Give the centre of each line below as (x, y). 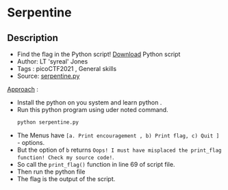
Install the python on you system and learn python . (89, 103)
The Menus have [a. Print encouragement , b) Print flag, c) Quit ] (118, 135)
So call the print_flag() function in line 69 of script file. (96, 164)
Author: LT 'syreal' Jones (52, 62)
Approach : (23, 89)
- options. (31, 142)
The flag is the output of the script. (66, 178)
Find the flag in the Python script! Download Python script (99, 54)
